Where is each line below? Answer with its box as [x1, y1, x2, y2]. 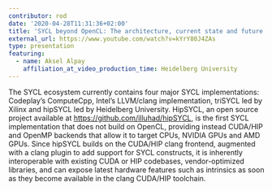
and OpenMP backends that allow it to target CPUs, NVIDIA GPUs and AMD [8, 130, 261, 140]
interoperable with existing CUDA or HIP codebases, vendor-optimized [8, 156, 245, 166]
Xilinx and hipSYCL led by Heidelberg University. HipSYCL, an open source [8, 104, 259, 114]
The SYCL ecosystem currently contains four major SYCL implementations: [8, 87, 260, 97]
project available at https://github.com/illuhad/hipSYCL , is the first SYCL [8, 113, 249, 123]
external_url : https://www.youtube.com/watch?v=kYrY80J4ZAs [8, 34, 217, 43]
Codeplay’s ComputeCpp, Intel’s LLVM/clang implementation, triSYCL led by [8, 95, 262, 106]
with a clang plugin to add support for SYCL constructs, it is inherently [8, 147, 244, 157]
